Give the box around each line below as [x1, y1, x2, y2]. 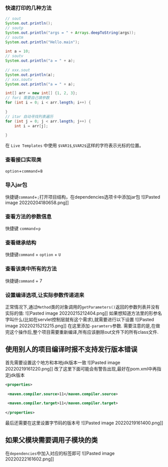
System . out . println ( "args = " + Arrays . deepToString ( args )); [5, 30, 136, 35]
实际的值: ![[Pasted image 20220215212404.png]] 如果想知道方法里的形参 [5, 310, 158, 316]
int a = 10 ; [5, 49, 30, 54]
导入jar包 [5, 181, 28, 189]
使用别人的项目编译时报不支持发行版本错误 [5, 345, 137, 354]
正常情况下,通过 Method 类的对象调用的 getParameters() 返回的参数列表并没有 [5, 304, 160, 310]
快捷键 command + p [5, 225, 41, 232]
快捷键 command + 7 [5, 277, 43, 284]
